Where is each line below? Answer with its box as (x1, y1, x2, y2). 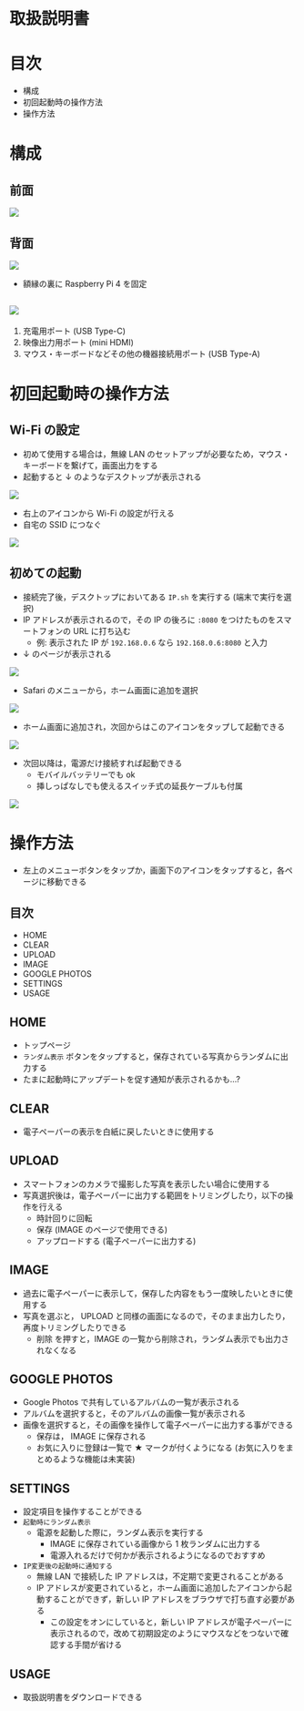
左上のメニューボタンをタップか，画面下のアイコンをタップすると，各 (22, 865, 285, 876)
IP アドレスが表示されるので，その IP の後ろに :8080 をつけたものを (22, 614, 277, 625)
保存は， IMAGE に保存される (35, 1431, 147, 1442)
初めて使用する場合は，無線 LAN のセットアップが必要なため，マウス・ (22, 448, 291, 459)
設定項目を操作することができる (22, 1506, 143, 1517)
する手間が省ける (57, 1639, 123, 1650)
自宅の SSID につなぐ (22, 518, 102, 529)
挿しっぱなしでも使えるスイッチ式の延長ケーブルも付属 (35, 780, 243, 791)
